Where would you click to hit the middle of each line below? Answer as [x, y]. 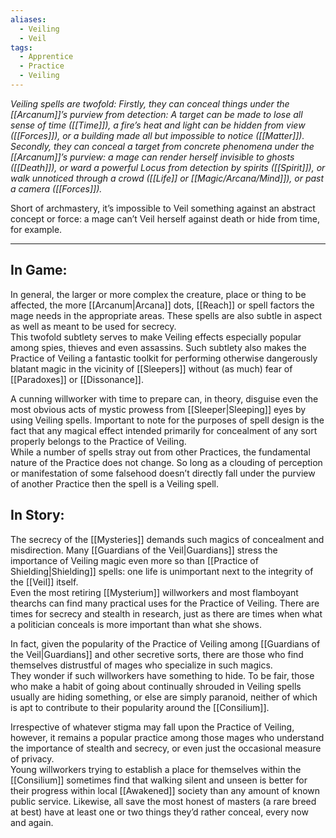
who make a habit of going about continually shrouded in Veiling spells [156, 686]
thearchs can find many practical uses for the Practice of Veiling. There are [165, 603]
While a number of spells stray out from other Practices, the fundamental [160, 452]
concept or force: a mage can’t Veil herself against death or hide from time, [165, 218]
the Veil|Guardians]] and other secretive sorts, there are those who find [157, 654]
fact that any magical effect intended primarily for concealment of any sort [164, 430]
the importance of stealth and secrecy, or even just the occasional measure [166, 748]
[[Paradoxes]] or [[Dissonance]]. [77, 379]
